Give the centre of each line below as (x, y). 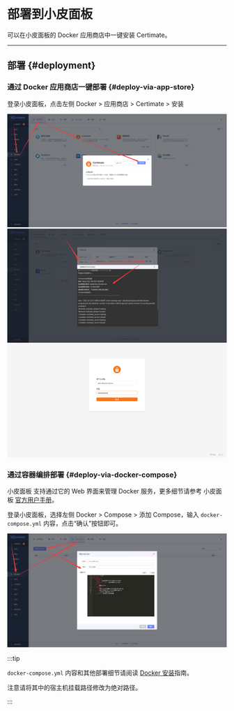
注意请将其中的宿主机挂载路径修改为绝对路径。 (74, 688)
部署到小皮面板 (50, 14)
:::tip (14, 659)
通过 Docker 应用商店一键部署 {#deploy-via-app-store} (101, 87)
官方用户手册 (33, 500)
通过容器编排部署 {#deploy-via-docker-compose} (92, 475)
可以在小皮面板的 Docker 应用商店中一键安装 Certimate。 (89, 35)
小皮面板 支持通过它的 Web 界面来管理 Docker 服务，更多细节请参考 (104, 491)
